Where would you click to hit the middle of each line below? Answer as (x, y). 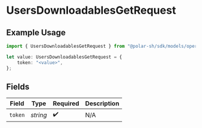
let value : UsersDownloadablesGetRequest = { (64, 57)
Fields (18, 86)
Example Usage (36, 33)
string (38, 115)
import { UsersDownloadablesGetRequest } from (66, 46)
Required (66, 103)
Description (102, 103)
